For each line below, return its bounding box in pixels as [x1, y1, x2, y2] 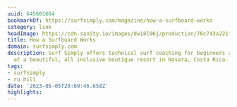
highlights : [7, 89, 42, 96]
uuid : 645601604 [7, 10, 55, 18]
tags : [7, 63, 23, 70]
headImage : [7, 30, 39, 37]
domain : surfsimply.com [7, 43, 78, 50]
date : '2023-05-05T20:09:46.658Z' [7, 82, 109, 89]
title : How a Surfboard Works [7, 37, 97, 44]
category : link [7, 23, 52, 30]
